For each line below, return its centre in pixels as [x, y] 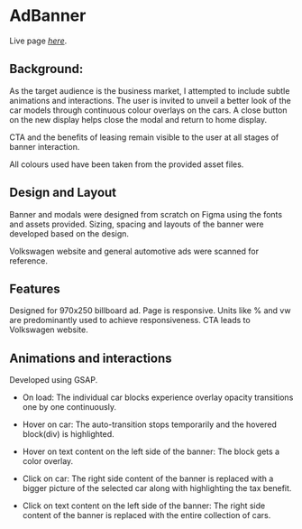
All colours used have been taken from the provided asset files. [127, 164]
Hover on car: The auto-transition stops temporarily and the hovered [149, 424]
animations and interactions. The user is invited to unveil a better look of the [150, 100]
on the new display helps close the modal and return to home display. [138, 119]
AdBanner [48, 16]
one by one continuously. [69, 407]
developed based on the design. [69, 233]
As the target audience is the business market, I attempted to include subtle [150, 90]
